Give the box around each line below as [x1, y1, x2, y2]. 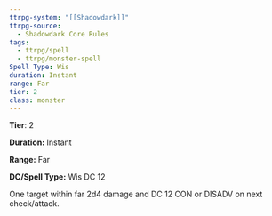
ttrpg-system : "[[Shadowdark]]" [9, 12, 129, 22]
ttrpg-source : [9, 21, 62, 30]
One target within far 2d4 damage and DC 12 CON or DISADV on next [9, 188, 263, 200]
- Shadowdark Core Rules [17, 29, 109, 38]
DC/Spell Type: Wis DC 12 [9, 172, 106, 182]
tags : [9, 37, 29, 47]
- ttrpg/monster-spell [17, 54, 101, 63]
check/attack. [9, 198, 60, 209]
